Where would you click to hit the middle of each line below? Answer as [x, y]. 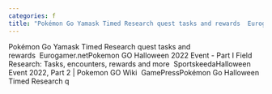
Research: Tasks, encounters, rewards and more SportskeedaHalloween [130, 64]
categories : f [32, 16]
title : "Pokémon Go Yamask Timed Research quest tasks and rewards [125, 23]
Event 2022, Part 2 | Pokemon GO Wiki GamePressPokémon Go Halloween [134, 72]
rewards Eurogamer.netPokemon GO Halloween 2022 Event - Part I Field [130, 55]
